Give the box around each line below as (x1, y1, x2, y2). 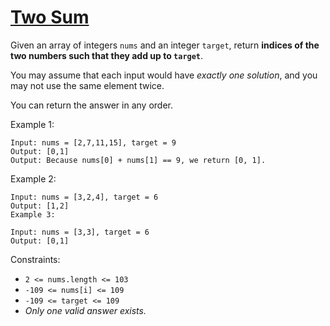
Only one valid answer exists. (24, 304, 147, 316)
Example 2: (10, 172, 57, 185)
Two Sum (10, 6, 90, 29)
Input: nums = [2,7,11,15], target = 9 (10, 137, 177, 148)
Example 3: (10, 209, 56, 220)
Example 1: (10, 118, 55, 130)
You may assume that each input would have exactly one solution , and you (10, 69, 318, 81)
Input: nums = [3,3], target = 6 (10, 227, 150, 237)
